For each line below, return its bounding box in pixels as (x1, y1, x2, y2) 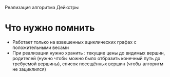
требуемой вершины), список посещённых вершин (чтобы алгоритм (12, 61, 164, 67)
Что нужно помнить (5, 22, 95, 34)
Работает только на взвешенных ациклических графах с (12, 39, 137, 45)
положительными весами (12, 44, 69, 50)
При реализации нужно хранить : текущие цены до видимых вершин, (12, 49, 165, 56)
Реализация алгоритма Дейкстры (5, 5, 79, 10)
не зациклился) (12, 66, 47, 72)
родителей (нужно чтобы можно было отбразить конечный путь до (12, 55, 161, 61)
